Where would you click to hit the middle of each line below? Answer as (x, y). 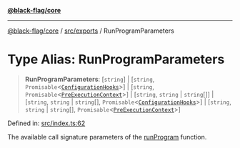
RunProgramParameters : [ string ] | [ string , (90, 79)
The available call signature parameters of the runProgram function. (107, 137)
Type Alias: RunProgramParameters (116, 59)
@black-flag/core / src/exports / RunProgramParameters (91, 31)
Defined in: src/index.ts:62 (46, 123)
